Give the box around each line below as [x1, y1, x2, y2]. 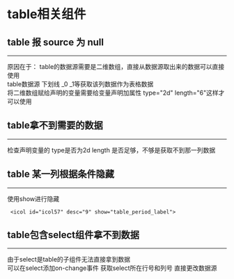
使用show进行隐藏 [7, 194, 60, 202]
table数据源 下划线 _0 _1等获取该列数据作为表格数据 [7, 80, 154, 88]
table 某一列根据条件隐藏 [7, 168, 115, 180]
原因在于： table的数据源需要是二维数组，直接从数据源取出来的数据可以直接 [7, 63, 225, 70]
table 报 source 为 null [7, 36, 104, 48]
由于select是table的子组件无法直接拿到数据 [7, 255, 131, 264]
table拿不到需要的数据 [7, 120, 103, 131]
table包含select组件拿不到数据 [7, 229, 139, 241]
